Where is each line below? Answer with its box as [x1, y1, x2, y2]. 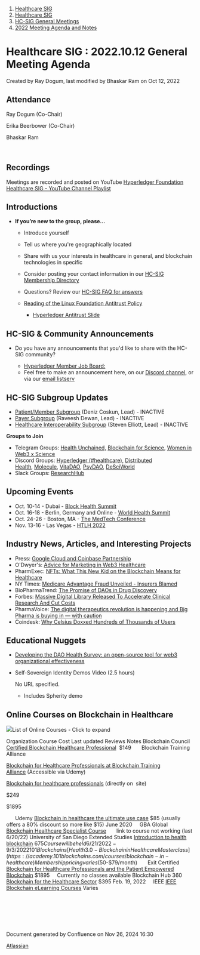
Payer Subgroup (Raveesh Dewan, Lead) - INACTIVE [14, 415, 144, 421]
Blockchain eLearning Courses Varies [6, 885, 99, 892]
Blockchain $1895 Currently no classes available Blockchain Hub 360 [6, 871, 182, 879]
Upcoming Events [6, 486, 73, 497]
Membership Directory [23, 277, 79, 284]
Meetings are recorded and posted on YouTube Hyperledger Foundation [6, 178, 184, 186]
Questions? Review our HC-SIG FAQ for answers [23, 288, 143, 295]
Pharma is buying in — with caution [14, 612, 103, 619]
